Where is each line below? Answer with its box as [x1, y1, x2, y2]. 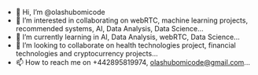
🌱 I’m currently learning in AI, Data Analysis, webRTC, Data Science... [15, 32, 240, 41]
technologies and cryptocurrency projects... [15, 49, 159, 58]
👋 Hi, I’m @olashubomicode [15, 8, 105, 16]
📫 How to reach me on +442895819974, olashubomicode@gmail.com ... [15, 58, 250, 66]
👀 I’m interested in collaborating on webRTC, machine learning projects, [15, 16, 249, 25]
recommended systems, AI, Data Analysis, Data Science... [15, 24, 205, 33]
